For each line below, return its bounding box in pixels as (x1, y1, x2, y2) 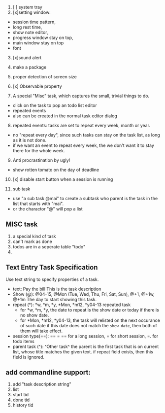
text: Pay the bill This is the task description (12, 286, 101, 292)
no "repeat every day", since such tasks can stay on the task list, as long (12, 132, 161, 138)
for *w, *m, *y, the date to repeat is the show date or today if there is (20, 307, 159, 312)
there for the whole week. (12, 148, 66, 153)
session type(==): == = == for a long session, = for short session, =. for (12, 333, 159, 339)
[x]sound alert (12, 55, 41, 61)
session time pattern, (12, 19, 56, 25)
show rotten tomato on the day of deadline (12, 167, 99, 172)
